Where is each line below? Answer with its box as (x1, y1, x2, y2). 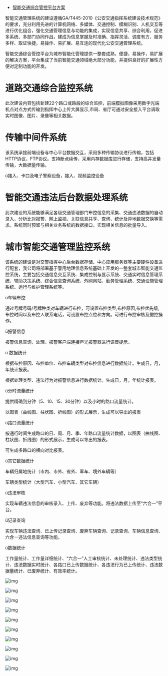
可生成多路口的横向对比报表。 (5, 447, 66, 453)
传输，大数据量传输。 (5, 162, 49, 168)
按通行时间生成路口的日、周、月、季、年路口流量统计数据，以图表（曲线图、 (5, 430, 163, 436)
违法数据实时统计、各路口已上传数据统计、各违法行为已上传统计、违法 (13, 561, 158, 567)
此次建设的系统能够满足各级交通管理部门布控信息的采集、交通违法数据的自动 (5, 209, 163, 215)
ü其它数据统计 (5, 457, 34, 464)
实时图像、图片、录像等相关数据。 (5, 112, 75, 119)
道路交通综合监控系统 (5, 83, 93, 94)
